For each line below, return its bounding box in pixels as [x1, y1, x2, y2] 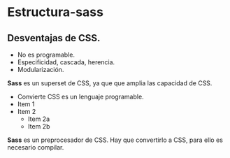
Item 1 [17, 100, 35, 108]
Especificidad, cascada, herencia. [17, 58, 115, 66]
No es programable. [17, 50, 76, 59]
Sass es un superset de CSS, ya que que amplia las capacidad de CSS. [7, 79, 213, 87]
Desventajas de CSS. [7, 32, 101, 44]
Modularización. [17, 66, 64, 73]
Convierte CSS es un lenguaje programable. [17, 92, 145, 101]
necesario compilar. [7, 143, 64, 151]
